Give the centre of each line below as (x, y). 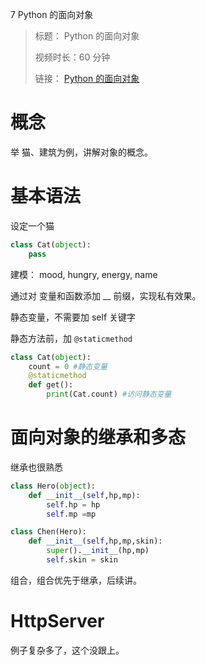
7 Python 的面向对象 (52, 14)
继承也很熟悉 (36, 467)
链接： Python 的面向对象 (87, 78)
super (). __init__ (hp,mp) (98, 551)
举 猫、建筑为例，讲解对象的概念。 (81, 152)
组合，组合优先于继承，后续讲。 (76, 580)
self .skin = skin (82, 560)
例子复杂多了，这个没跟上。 (67, 650)
